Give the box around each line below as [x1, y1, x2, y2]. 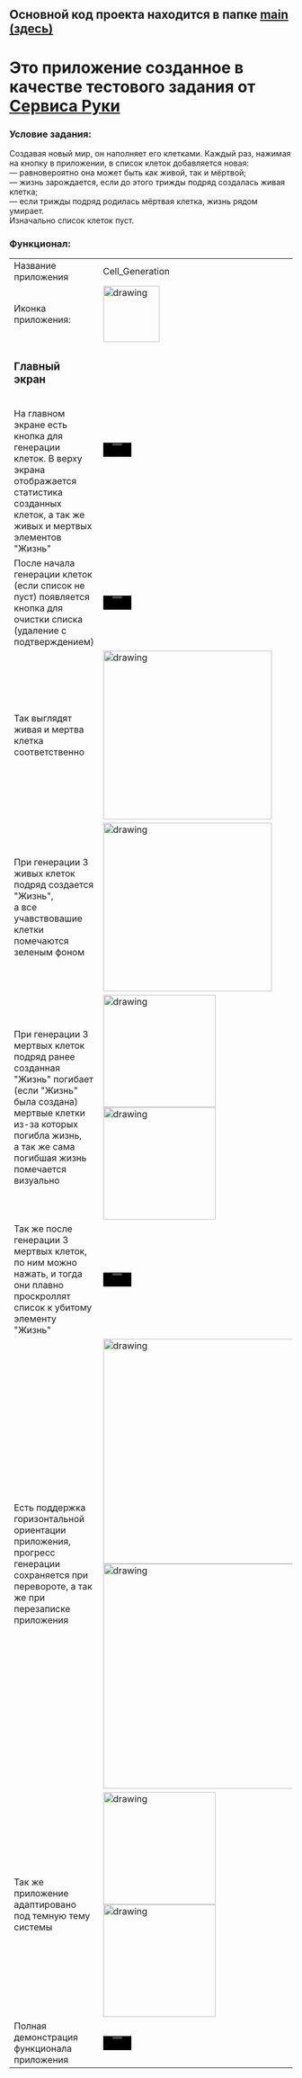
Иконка [13, 302, 47, 315]
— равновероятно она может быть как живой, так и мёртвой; [9, 166, 247, 178]
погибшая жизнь [13, 1151, 87, 1164]
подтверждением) [13, 636, 94, 649]
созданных [13, 497, 62, 510]
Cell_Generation [102, 265, 171, 278]
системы [13, 1921, 53, 1933]
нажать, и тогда [13, 1267, 83, 1280]
